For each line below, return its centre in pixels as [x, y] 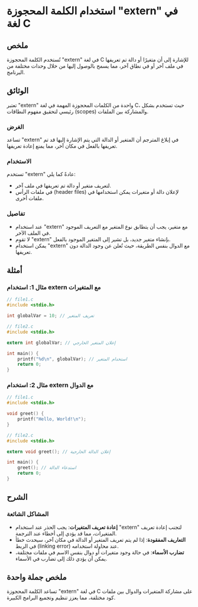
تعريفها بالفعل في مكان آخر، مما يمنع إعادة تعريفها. [62, 146]
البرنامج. [16, 72]
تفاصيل [16, 213]
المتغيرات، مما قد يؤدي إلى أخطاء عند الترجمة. [66, 533]
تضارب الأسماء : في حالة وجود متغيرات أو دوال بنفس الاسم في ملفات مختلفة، [100, 552]
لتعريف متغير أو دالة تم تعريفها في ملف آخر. [63, 186]
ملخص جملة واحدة [37, 577]
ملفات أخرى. [29, 198]
